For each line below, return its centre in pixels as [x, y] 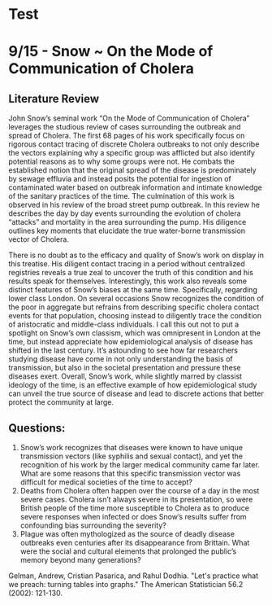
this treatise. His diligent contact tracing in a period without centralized [127, 264]
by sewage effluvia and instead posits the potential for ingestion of [120, 179]
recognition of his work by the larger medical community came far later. [140, 465]
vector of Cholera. [39, 239]
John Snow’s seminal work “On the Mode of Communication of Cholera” [129, 118]
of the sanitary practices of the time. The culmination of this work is [122, 196]
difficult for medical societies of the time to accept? [106, 482]
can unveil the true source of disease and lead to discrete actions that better [136, 394]
